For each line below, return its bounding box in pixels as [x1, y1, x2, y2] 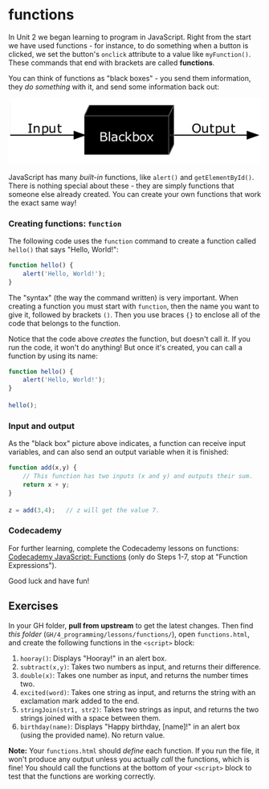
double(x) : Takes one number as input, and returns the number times [19, 670, 249, 680]
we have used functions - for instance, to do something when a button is [8, 40, 249, 50]
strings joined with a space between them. [19, 713, 161, 722]
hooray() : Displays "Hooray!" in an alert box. [19, 653, 167, 663]
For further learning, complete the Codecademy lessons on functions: [8, 543, 239, 553]
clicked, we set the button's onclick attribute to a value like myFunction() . [8, 49, 251, 59]
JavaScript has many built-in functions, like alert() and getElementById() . [8, 172, 255, 182]
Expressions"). [8, 560, 57, 570]
